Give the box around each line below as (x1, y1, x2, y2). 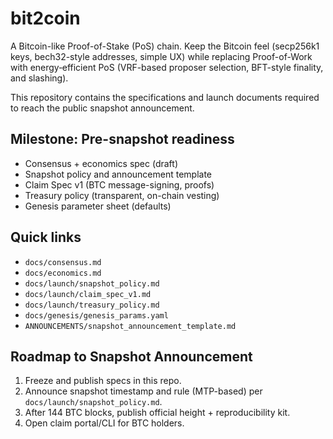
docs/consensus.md (24, 257, 102, 267)
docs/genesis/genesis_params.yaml (24, 310, 169, 321)
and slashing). (10, 72, 69, 84)
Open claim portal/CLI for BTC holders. (24, 417, 185, 429)
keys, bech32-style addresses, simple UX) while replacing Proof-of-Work (10, 50, 313, 62)
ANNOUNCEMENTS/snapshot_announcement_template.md (24, 321, 237, 331)
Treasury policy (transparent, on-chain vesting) (24, 189, 220, 201)
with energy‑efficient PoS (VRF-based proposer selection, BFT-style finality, (10, 61, 324, 73)
